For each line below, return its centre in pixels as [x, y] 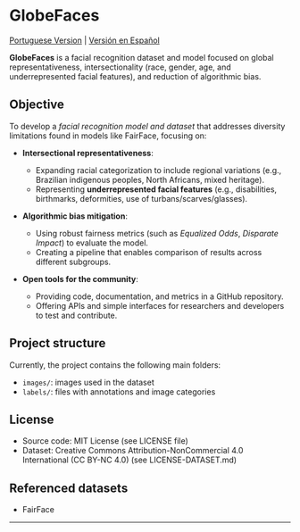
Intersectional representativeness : [87, 153]
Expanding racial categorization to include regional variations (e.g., [158, 170]
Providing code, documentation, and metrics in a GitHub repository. [159, 296]
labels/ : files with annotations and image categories [119, 391]
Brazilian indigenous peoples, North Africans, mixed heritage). [150, 179]
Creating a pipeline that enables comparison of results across [149, 252]
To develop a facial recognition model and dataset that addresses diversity [147, 126]
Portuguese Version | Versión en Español [85, 40]
